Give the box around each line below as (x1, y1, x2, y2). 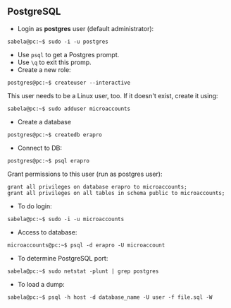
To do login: (17, 201, 53, 211)
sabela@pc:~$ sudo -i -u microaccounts (7, 215, 125, 223)
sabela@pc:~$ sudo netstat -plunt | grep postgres (7, 268, 159, 275)
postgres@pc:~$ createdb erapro (7, 131, 102, 138)
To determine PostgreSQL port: (17, 254, 108, 262)
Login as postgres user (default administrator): (17, 24, 154, 32)
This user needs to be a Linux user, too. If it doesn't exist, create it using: (7, 91, 218, 100)
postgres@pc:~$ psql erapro (7, 157, 90, 165)
